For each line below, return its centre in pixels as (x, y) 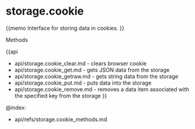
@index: (16, 107)
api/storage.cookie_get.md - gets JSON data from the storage (92, 70)
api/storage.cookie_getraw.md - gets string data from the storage (96, 76)
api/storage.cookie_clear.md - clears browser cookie (80, 63)
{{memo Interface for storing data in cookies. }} (65, 28)
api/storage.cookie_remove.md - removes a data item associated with (102, 89)
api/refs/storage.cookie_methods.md (61, 119)
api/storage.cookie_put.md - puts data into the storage (83, 83)
